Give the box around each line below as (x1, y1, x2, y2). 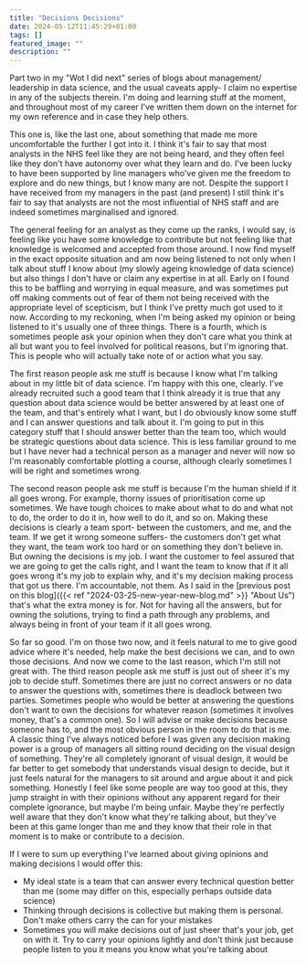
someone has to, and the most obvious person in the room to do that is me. (9, 724, 292, 736)
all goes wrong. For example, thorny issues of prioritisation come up (9, 493, 266, 503)
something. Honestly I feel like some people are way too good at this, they (9, 782, 289, 793)
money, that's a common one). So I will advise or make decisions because (9, 715, 288, 726)
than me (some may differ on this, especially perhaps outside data (22, 885, 272, 896)
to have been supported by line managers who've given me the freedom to (9, 168, 290, 179)
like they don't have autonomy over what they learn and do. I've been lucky (9, 158, 292, 169)
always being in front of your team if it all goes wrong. (9, 619, 213, 630)
